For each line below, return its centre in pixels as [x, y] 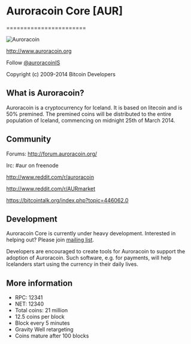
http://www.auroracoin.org [39, 51]
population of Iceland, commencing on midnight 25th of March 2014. [91, 120]
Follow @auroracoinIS [33, 62]
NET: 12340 [29, 304]
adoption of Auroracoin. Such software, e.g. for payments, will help [89, 258]
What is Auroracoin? [46, 93]
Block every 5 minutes [42, 323]
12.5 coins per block [40, 317]
